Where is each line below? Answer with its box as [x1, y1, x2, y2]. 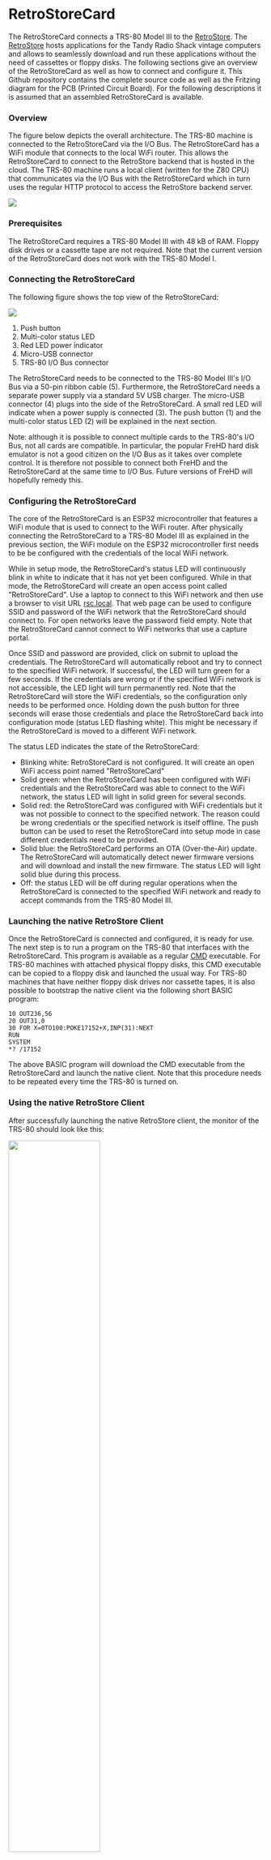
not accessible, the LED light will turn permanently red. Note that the [8, 683, 236, 693]
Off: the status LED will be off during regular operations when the [19, 878, 238, 888]
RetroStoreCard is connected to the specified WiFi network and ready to [19, 887, 261, 897]
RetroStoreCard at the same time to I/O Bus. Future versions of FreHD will [8, 466, 253, 476]
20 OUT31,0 [8, 1017, 45, 1026]
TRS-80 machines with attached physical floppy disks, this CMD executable [8, 960, 261, 970]
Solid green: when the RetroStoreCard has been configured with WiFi [19, 775, 251, 785]
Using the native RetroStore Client [8, 1097, 145, 1108]
